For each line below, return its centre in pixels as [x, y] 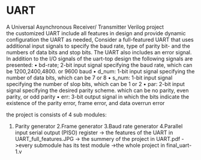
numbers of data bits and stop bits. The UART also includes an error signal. [99, 52]
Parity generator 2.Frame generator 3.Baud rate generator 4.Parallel [99, 126]
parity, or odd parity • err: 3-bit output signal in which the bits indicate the [98, 97]
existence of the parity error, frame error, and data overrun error [85, 103]
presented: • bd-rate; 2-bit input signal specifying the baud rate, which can [99, 65]
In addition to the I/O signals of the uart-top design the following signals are [100, 59]
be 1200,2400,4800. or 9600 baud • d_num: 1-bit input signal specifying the [100, 71]
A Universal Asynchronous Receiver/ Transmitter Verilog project [85, 27]
